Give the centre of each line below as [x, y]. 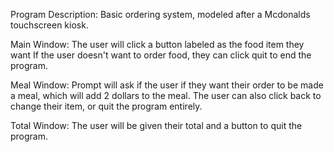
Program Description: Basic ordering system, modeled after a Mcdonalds [160, 14]
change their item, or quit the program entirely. [106, 106]
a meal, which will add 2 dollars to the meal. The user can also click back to [166, 95]
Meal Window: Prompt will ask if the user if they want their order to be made [167, 85]
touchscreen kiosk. [49, 25]
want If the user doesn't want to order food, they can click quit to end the [161, 55]
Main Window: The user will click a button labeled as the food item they [157, 44]
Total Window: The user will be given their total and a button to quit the [156, 125]
